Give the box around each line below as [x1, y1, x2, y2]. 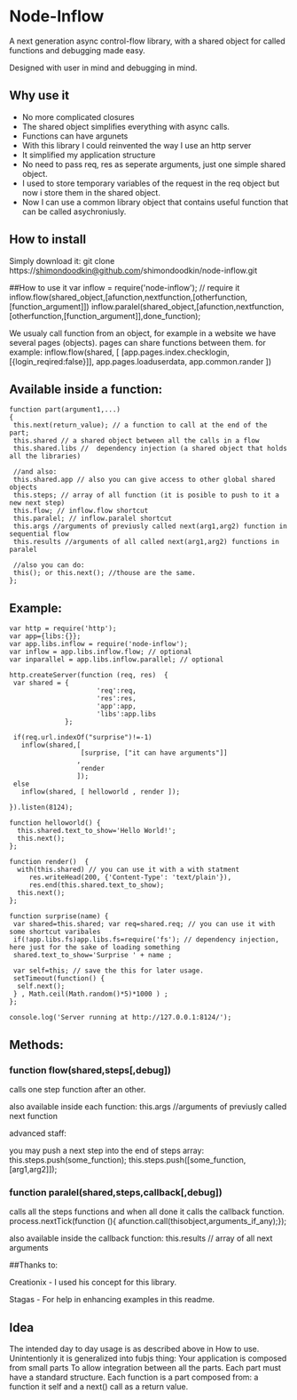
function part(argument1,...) [9, 405, 121, 414]
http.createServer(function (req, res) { [9, 671, 168, 680]
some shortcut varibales [9, 927, 101, 937]
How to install [9, 232, 87, 247]
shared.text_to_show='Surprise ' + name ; [12, 951, 173, 960]
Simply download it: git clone [9, 255, 115, 266]
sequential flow [9, 530, 69, 539]
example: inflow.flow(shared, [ [9, 347, 120, 357]
